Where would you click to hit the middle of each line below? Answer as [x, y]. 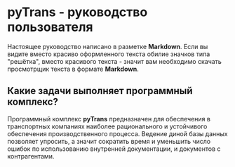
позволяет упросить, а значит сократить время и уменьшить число [109, 141]
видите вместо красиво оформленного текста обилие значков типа [109, 54]
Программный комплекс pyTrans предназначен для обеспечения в [109, 119]
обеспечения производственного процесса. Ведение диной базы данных [117, 133]
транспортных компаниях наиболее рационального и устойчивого [107, 126]
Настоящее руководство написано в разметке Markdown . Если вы [108, 46]
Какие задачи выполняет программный [100, 91]
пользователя [50, 27]
